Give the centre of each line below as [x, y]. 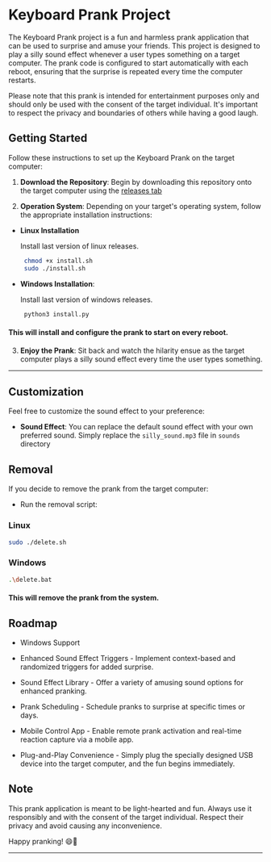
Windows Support [50, 642]
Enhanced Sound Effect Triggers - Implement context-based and [128, 658]
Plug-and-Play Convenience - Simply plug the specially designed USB [137, 755]
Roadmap [33, 623]
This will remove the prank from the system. [84, 598]
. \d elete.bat [30, 580]
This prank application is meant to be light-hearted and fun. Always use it [130, 808]
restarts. [22, 80]
